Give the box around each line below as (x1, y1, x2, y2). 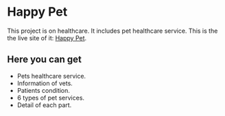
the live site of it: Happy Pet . (7, 33, 87, 42)
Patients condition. (16, 86, 71, 94)
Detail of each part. (16, 100, 72, 109)
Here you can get (7, 54, 82, 66)
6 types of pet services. (16, 93, 84, 102)
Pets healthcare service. (16, 72, 86, 80)
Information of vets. (16, 79, 73, 87)
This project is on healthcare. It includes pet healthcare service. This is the (7, 27, 218, 35)
